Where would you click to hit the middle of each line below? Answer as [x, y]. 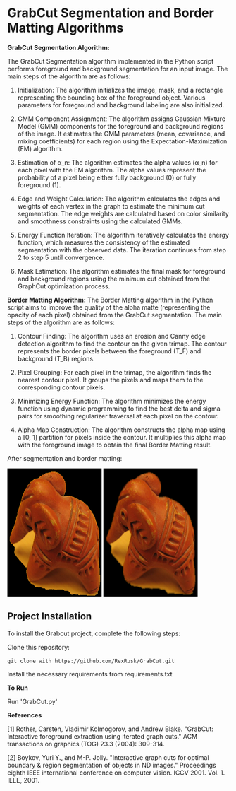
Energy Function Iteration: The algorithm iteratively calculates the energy [123, 235]
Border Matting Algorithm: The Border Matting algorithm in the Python [110, 300]
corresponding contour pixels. [61, 387]
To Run [18, 688]
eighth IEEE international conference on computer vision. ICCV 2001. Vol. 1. [116, 773]
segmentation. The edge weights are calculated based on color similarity [123, 213]
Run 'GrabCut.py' [32, 701]
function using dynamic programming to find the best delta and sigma [119, 409]
